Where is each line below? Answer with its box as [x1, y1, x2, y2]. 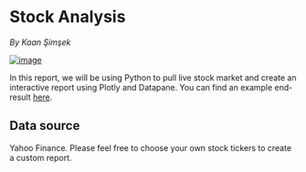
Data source [9, 118, 80, 134]
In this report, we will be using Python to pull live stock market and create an [9, 71, 297, 83]
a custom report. [9, 152, 72, 163]
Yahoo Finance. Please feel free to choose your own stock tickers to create [9, 142, 292, 153]
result [9, 91, 32, 102]
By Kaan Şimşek [9, 37, 71, 48]
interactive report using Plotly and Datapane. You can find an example [9, 81, 273, 92]
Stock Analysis [9, 6, 126, 27]
